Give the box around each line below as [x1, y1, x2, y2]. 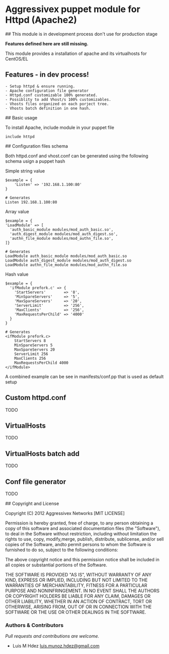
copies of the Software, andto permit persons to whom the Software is [5, 542, 151, 547]
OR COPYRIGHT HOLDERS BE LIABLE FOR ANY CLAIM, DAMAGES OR [5, 593, 151, 599]
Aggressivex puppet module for [5, 4, 141, 15]
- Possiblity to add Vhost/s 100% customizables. [5, 97, 112, 102]
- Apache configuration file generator [5, 88, 89, 93]
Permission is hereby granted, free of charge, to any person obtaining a [5, 520, 153, 526]
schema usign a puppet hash [5, 158, 65, 164]
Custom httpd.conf [5, 394, 66, 402]
